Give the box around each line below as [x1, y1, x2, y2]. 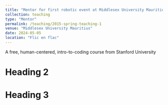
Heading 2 [5, 66, 49, 78]
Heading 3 [5, 89, 49, 100]
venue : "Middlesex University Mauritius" [5, 26, 93, 31]
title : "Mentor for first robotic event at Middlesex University [5, 7, 144, 12]
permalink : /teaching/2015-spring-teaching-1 [5, 21, 101, 26]
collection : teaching [5, 12, 50, 17]
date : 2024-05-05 [5, 30, 41, 35]
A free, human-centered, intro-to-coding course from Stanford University [5, 48, 156, 55]
